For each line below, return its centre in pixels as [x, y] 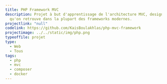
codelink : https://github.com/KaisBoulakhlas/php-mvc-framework [73, 28]
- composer [21, 70]
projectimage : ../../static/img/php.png [48, 33]
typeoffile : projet [25, 38]
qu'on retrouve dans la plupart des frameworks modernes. [71, 19]
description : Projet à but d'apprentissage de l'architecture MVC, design [84, 14]
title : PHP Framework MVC [32, 10]
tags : [11, 56]
